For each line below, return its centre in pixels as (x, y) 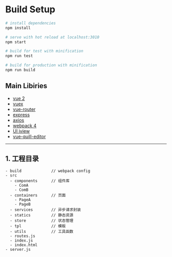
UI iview (21, 131)
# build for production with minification (51, 65)
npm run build (20, 70)
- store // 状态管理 (42, 221)
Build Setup (30, 9)
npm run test (19, 56)
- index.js (21, 240)
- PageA (23, 200)
